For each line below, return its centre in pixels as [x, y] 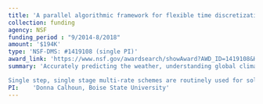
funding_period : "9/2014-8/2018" [65, 37]
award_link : [27, 59]
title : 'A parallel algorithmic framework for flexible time [110, 15]
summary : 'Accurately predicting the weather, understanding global [122, 66]
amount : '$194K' [34, 45]
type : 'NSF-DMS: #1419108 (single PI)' [73, 52]
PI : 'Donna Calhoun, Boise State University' [89, 88]
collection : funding [42, 23]
